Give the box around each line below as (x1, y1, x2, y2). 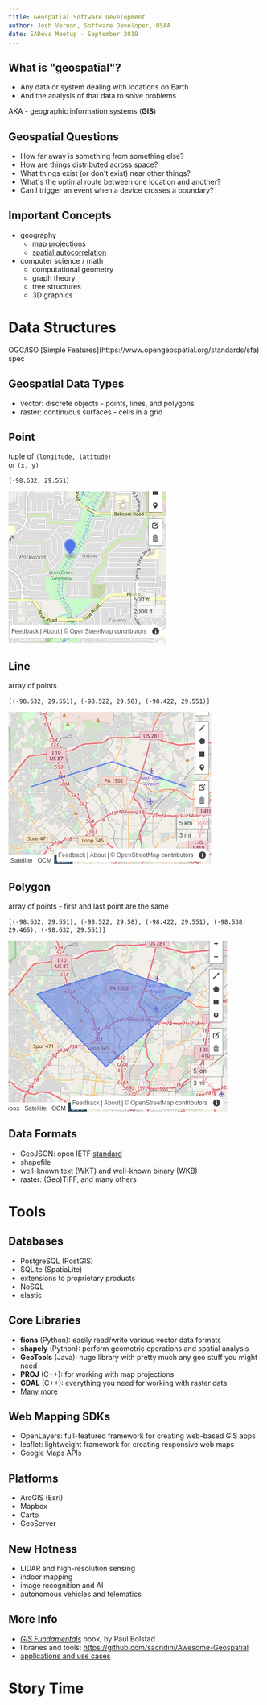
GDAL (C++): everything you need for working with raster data (19, 1378, 228, 1387)
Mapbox (19, 1502, 48, 1512)
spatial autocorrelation (31, 247, 107, 257)
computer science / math (19, 256, 104, 265)
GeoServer (19, 1519, 56, 1528)
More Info (8, 1612, 58, 1626)
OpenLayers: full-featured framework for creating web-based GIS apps (19, 1431, 256, 1441)
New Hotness (8, 1542, 78, 1556)
